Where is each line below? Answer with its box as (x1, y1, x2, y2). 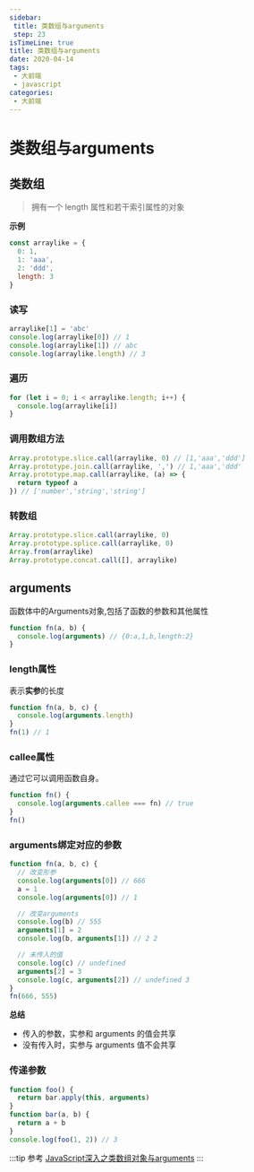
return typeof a (17, 479, 78, 488)
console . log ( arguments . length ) (17, 711, 134, 720)
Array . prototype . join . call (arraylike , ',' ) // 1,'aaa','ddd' (9, 462, 242, 471)
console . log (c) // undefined (17, 959, 126, 968)
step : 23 (13, 30, 47, 39)
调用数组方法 (9, 432, 65, 445)
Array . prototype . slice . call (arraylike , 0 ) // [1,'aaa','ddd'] (9, 454, 246, 463)
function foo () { (9, 1085, 74, 1094)
